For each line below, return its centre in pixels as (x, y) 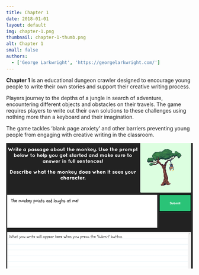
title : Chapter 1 (28, 12)
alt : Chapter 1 (25, 44)
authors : (17, 56)
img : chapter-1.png (30, 31)
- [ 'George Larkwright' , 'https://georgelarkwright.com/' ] (86, 62)
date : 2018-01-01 (28, 19)
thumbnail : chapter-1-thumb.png (46, 38)
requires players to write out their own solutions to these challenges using (96, 110)
